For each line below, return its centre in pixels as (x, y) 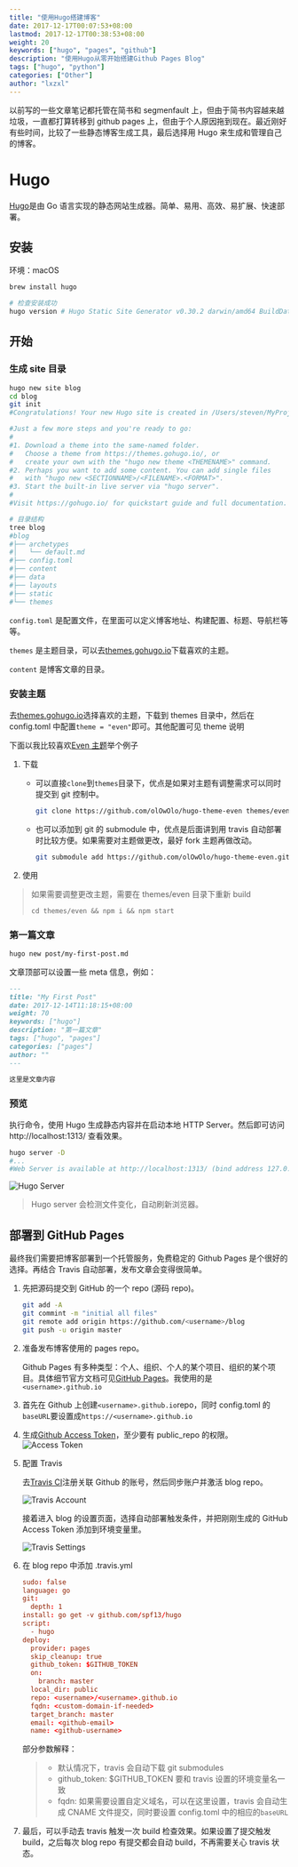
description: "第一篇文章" (55, 1030)
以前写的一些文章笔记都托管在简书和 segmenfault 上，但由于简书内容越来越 (147, 110)
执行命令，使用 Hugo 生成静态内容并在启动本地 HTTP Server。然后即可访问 (147, 1125)
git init (25, 405)
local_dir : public (64, 1690)
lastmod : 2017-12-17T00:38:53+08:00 (77, 34)
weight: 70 (29, 1014)
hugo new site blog (45, 388)
